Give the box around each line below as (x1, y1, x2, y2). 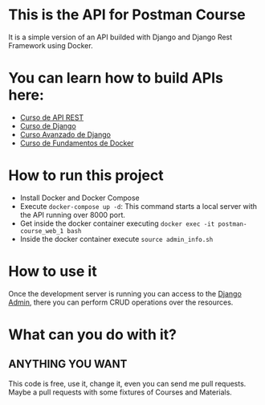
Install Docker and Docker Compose (19, 193, 140, 202)
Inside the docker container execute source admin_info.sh (19, 234, 214, 243)
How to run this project (8, 166, 165, 185)
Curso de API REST (19, 112, 84, 122)
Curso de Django (19, 121, 76, 130)
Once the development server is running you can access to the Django (8, 288, 243, 298)
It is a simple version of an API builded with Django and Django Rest (8, 32, 233, 42)
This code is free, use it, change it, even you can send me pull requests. (8, 378, 247, 388)
